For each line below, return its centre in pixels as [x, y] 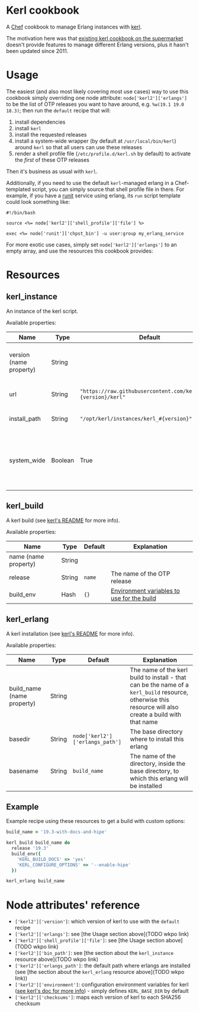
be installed [146, 785]
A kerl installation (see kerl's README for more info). [70, 633]
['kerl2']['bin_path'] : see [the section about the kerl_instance [94, 953]
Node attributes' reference [73, 905]
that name [144, 722]
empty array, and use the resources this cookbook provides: [80, 251]
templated [18, 189]
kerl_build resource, [159, 692]
